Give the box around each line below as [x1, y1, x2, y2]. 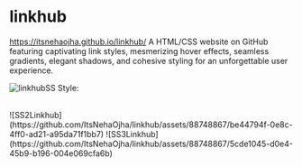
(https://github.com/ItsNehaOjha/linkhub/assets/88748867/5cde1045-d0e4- [9, 138, 293, 149]
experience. [9, 65, 54, 76]
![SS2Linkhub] [9, 109, 62, 120]
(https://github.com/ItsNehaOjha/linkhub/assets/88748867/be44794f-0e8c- [9, 119, 293, 130]
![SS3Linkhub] [105, 128, 160, 139]
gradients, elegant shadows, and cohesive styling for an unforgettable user [9, 55, 288, 66]
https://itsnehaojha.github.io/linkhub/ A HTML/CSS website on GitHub [9, 36, 269, 47]
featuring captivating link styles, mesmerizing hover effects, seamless [9, 45, 270, 56]
